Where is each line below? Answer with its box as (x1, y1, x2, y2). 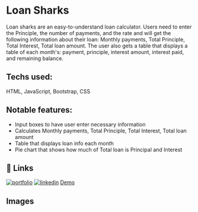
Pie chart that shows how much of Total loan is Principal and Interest (14, 146, 183, 153)
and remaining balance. (6, 55, 64, 62)
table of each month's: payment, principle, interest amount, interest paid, (6, 48, 184, 55)
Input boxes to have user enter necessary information (14, 121, 146, 128)
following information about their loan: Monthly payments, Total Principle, (6, 36, 185, 43)
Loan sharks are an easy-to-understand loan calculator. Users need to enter (6, 23, 192, 30)
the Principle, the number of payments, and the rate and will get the (6, 29, 171, 36)
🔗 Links (6, 163, 34, 173)
